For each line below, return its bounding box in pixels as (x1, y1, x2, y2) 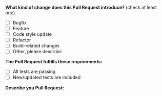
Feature (12, 26, 29, 32)
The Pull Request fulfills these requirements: (5, 59, 103, 65)
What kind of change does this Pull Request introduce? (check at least (5, 5, 157, 10)
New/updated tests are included (12, 74, 81, 81)
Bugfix (12, 20, 27, 26)
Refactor (12, 37, 31, 43)
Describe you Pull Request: (5, 84, 64, 91)
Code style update (12, 31, 52, 37)
